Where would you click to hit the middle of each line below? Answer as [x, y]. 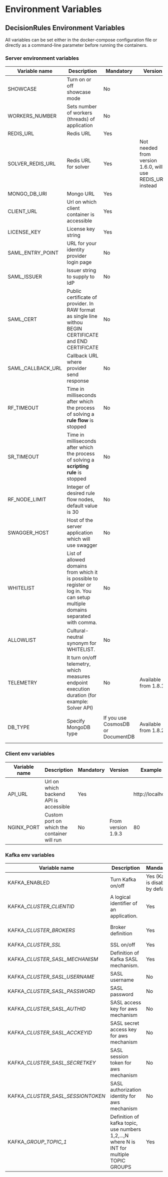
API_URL [18, 794]
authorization [126, 1090]
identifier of [124, 903]
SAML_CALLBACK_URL [35, 369]
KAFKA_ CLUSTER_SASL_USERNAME [51, 977]
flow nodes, [80, 500]
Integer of [78, 487]
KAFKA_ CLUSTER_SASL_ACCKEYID [50, 1032]
